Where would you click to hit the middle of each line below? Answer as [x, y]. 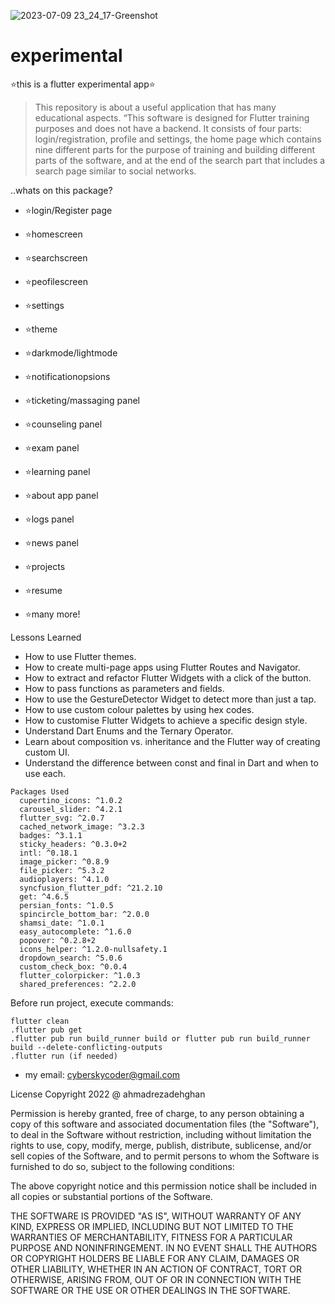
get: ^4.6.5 [44, 896]
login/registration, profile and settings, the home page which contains [178, 139]
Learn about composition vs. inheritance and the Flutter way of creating [172, 741]
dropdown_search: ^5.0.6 [71, 958]
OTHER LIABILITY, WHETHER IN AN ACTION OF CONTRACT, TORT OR [156, 1269]
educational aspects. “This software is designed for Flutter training [172, 117]
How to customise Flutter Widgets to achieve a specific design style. [166, 720]
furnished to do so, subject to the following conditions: [122, 1166]
